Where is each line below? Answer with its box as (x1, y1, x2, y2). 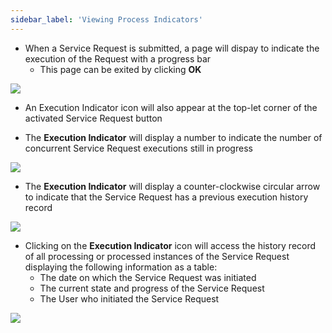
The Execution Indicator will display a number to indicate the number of (24, 131, 323, 143)
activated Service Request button (24, 112, 163, 124)
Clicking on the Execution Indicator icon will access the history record (24, 239, 317, 251)
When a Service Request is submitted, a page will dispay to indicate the (24, 42, 320, 54)
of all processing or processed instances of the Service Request (24, 250, 290, 262)
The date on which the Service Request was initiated (39, 271, 257, 283)
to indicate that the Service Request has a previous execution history (24, 191, 309, 203)
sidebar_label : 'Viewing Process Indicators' (10, 14, 203, 25)
